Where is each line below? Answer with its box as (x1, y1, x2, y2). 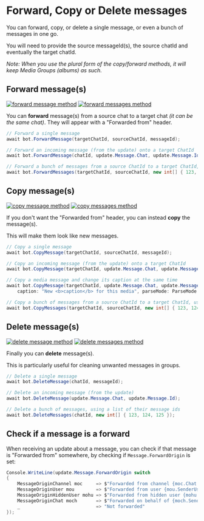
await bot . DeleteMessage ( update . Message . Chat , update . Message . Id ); (6, 395, 181, 401)
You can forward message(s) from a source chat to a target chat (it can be (6, 112, 193, 119)
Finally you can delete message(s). (6, 350, 94, 357)
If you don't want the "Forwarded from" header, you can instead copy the (6, 214, 190, 221)
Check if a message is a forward (6, 429, 131, 439)
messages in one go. (6, 30, 59, 37)
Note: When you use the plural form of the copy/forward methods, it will (6, 60, 186, 67)
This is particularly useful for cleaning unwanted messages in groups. (6, 361, 181, 369)
